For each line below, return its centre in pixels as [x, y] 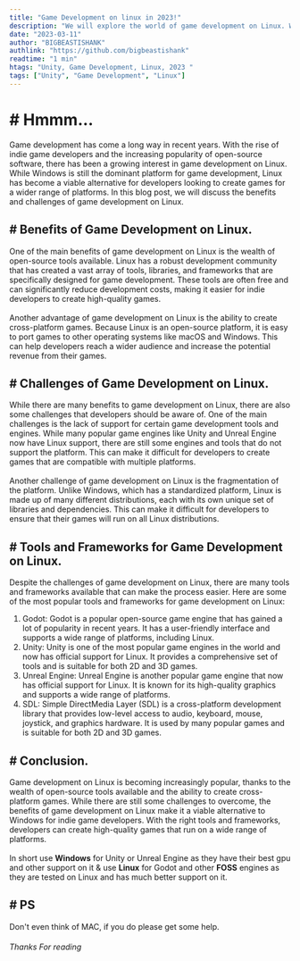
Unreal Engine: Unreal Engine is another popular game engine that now [153, 676]
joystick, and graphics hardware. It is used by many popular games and [154, 723]
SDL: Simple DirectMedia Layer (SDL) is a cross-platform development [151, 704]
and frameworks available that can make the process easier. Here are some [148, 592]
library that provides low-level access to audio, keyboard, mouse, [142, 714]
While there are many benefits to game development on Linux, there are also [150, 405]
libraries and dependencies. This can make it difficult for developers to [139, 509]
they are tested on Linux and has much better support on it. [118, 877]
